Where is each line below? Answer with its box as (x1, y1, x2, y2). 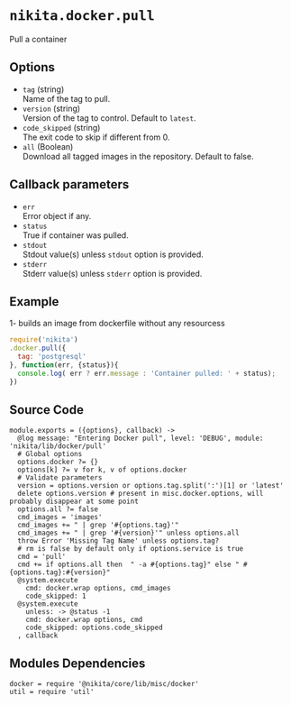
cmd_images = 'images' (17, 513, 103, 522)
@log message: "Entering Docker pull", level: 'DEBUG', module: (17, 434, 264, 444)
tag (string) (22, 84, 65, 95)
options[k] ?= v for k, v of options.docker (17, 465, 187, 475)
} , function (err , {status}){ (9, 361, 119, 370)
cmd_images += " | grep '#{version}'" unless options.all (17, 528, 241, 538)
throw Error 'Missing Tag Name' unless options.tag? (17, 536, 220, 545)
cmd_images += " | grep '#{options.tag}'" (17, 521, 179, 530)
